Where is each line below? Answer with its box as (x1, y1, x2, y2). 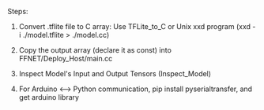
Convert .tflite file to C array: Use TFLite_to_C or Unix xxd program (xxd (18, 22, 251, 31)
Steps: (7, 7, 28, 16)
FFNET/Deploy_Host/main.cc (18, 54, 113, 63)
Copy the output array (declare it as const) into (18, 46, 172, 54)
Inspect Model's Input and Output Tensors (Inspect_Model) (18, 69, 211, 78)
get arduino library (18, 93, 80, 101)
